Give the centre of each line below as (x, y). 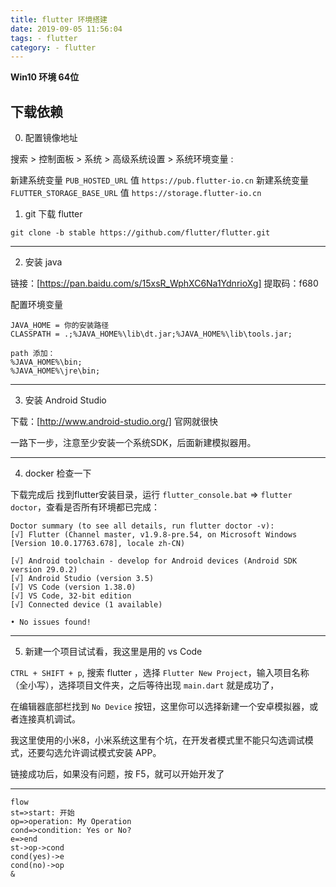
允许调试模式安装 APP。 (112, 753)
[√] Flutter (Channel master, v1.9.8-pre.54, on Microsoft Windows (154, 535)
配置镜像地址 (51, 138)
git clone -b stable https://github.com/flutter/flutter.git (140, 233)
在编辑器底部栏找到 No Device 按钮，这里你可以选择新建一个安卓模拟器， (160, 707)
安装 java (43, 262)
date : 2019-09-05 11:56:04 (66, 29)
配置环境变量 (36, 305)
